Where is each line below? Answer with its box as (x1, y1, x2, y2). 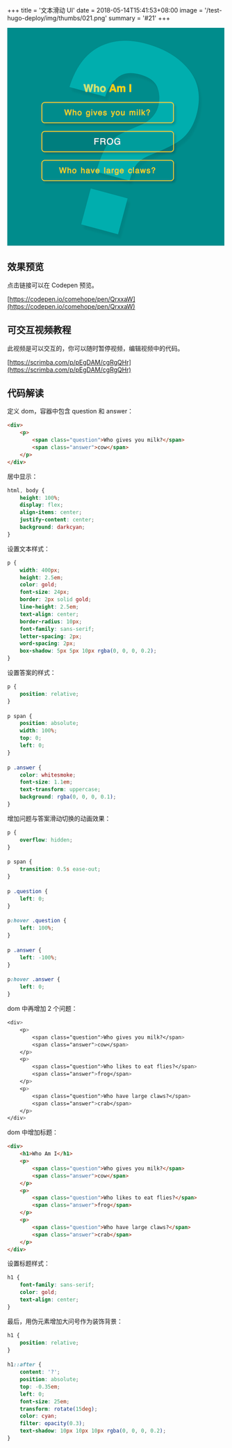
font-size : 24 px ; (19, 588, 70, 596)
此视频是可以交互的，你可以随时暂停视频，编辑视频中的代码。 (7, 344, 184, 352)
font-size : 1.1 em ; (19, 779, 73, 786)
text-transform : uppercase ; (19, 786, 101, 793)
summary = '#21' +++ (108, 14, 171, 22)
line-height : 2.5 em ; (19, 604, 79, 611)
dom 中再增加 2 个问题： (7, 1005, 78, 1013)
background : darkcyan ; (19, 524, 85, 531)
